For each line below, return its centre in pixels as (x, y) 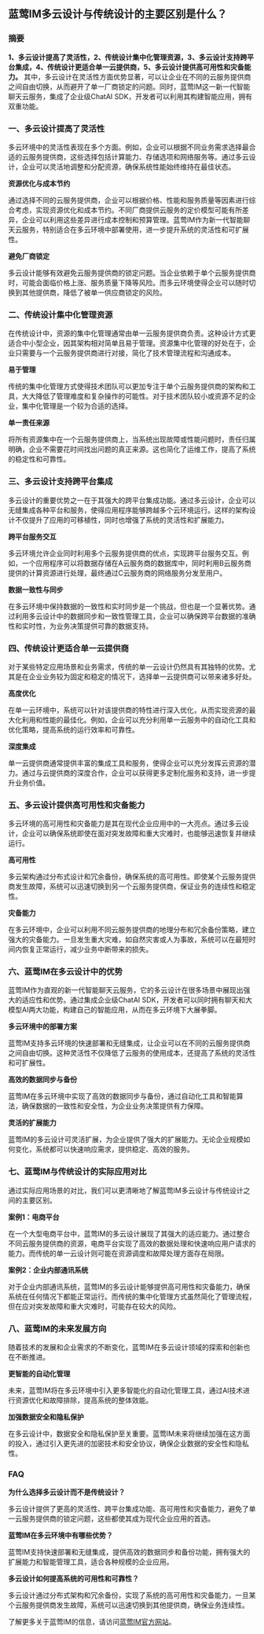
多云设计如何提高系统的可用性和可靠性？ (73, 1579)
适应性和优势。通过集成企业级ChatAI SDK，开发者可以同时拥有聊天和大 (137, 1000)
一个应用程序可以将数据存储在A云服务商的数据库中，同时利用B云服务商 (136, 563)
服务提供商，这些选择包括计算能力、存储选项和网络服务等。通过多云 (139, 156)
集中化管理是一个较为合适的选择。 (77, 406)
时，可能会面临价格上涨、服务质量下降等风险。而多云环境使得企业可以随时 (128, 282)
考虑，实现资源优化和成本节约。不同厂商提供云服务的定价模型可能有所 (128, 210)
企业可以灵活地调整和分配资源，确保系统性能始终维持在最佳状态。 (128, 167)
